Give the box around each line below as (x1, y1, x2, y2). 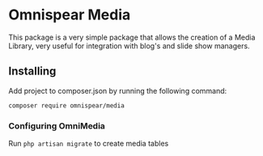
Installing (8, 65, 57, 78)
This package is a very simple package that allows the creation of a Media (8, 32, 256, 42)
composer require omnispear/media (8, 101, 125, 110)
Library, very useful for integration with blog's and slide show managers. (8, 40, 250, 50)
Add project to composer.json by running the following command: (8, 86, 227, 95)
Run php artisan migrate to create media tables (8, 139, 169, 149)
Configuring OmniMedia (8, 120, 105, 131)
